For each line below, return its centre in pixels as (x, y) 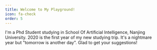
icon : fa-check (20, 14)
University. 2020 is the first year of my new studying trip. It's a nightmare (78, 37)
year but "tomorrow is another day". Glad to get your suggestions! (71, 43)
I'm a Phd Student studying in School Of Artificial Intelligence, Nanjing (75, 33)
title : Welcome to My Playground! (40, 9)
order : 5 (14, 18)
